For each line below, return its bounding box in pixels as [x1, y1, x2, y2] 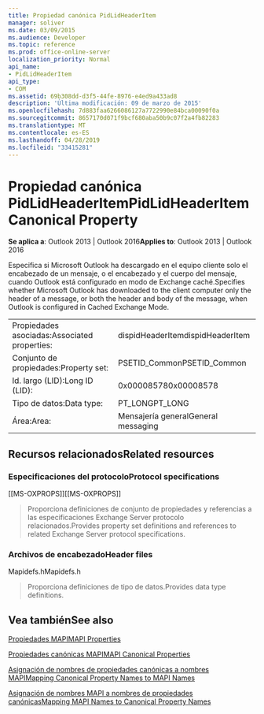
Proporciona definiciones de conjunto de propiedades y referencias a [27, 504, 252, 513]
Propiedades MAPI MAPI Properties [8, 634, 122, 644]
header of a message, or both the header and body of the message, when [8, 294, 247, 303]
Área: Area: [12, 415, 52, 426]
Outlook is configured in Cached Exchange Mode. [8, 303, 170, 312]
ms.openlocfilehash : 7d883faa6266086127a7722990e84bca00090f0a [8, 107, 220, 115]
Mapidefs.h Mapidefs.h [8, 567, 81, 576]
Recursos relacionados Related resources [8, 447, 214, 461]
